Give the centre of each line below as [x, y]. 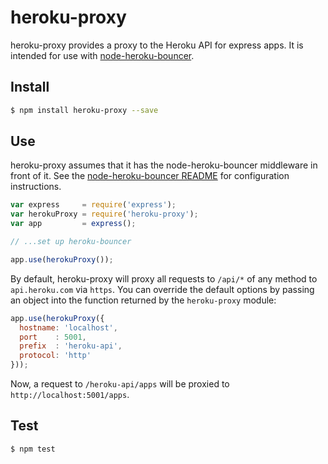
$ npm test [33, 449]
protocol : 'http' [55, 356]
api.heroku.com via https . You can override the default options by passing [162, 289]
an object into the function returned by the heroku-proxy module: [143, 300]
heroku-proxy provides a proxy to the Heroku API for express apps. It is [157, 45]
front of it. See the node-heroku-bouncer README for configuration [150, 176]
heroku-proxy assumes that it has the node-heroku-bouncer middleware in [164, 165]
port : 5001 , [53, 337]
